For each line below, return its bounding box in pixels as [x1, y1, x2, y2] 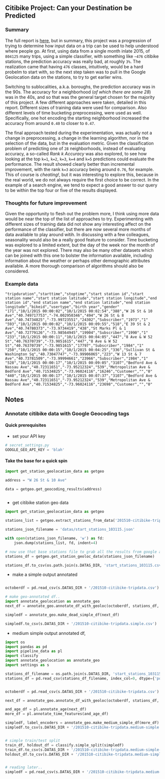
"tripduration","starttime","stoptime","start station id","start [5, 292, 144, 297]
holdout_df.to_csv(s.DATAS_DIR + [5, 752, 74, 757]
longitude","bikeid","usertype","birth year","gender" [5, 304, 120, 309]
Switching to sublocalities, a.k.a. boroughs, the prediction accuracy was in [5, 84, 156, 90]
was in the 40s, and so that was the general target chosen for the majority [5, 94, 155, 100]
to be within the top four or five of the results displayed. [5, 187, 118, 193]
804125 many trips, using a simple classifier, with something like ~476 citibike [5, 53, 159, 59]
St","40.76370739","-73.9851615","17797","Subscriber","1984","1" [5, 343, 144, 348]
